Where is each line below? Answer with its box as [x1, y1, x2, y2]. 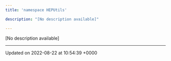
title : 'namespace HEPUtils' [5, 7, 67, 13]
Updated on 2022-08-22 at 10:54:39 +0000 [5, 49, 98, 56]
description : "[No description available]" [5, 16, 99, 22]
